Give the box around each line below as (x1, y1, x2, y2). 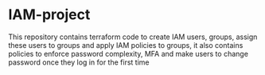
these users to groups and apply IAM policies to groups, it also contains (8, 40, 244, 49)
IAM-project (8, 6, 91, 24)
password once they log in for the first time (8, 57, 150, 67)
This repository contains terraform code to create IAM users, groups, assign (8, 32, 258, 41)
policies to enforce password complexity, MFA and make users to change (8, 49, 249, 58)
